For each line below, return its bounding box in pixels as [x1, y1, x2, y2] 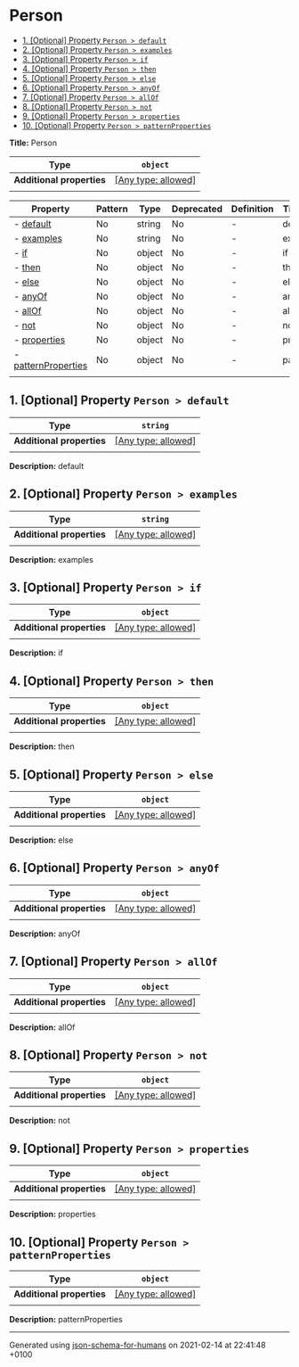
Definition [230, 202, 274, 215]
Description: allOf [9, 1022, 76, 1033]
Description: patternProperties [9, 1314, 123, 1325]
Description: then [9, 741, 76, 752]
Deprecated [172, 202, 223, 215]
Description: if [9, 647, 64, 658]
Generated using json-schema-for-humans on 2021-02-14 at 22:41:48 [9, 1339, 266, 1351]
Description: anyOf [9, 928, 81, 939]
